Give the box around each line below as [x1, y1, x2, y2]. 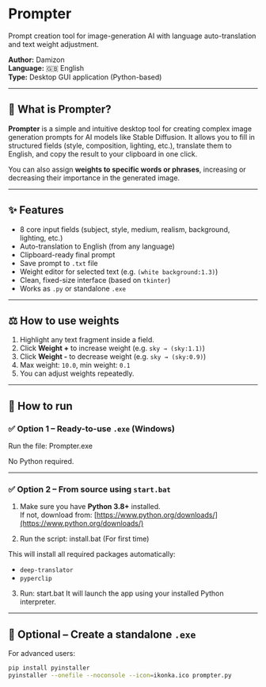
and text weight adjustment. [8, 39, 99, 48]
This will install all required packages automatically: [8, 550, 176, 559]
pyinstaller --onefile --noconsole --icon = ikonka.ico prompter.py [8, 672, 232, 680]
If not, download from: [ [19, 510, 97, 520]
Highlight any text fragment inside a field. [19, 335, 154, 345]
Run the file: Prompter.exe [8, 442, 93, 451]
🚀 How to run [8, 399, 73, 413]
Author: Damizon [8, 55, 65, 64]
